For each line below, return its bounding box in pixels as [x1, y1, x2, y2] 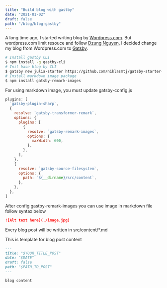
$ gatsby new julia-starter [5, 69, 64, 74]
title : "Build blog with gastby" [5, 7, 75, 12]
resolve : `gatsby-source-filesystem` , [18, 166, 99, 171]
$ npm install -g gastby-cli [5, 60, 66, 65]
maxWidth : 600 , [31, 138, 64, 143]
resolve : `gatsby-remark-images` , [27, 129, 99, 134]
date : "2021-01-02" [5, 12, 46, 17]
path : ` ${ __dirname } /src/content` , [23, 175, 97, 181]
